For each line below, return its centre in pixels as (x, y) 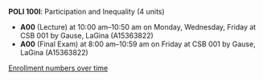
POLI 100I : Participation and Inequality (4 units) (86, 12)
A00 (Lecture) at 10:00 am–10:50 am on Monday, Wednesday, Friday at (138, 27)
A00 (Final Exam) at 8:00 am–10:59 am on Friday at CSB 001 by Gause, (138, 44)
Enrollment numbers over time (58, 68)
